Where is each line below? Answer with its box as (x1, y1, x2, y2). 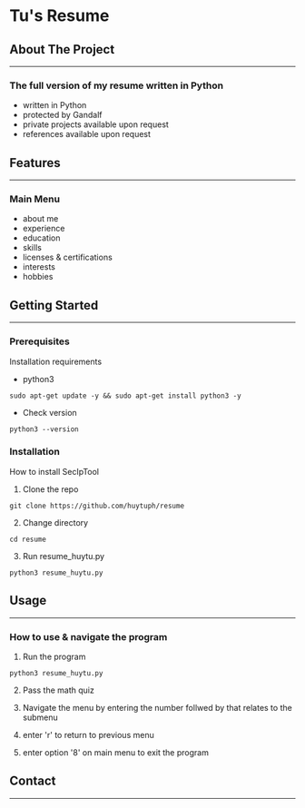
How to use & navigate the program (9, 630, 168, 643)
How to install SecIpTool (9, 466, 100, 477)
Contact (9, 774, 56, 789)
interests (22, 261, 56, 272)
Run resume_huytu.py (22, 550, 105, 561)
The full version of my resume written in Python (9, 79, 224, 92)
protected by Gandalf (22, 110, 103, 121)
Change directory (22, 517, 89, 527)
